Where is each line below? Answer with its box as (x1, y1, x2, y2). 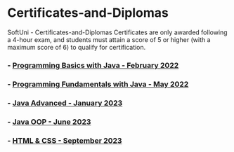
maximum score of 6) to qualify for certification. (7, 43, 146, 51)
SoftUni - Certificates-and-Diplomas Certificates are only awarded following (7, 28, 228, 36)
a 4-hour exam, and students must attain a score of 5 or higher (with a (7, 35, 211, 43)
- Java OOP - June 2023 (7, 117, 91, 127)
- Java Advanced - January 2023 (7, 98, 123, 108)
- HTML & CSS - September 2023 (7, 135, 122, 145)
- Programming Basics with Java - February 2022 (7, 60, 179, 70)
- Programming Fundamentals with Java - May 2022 (7, 79, 189, 89)
